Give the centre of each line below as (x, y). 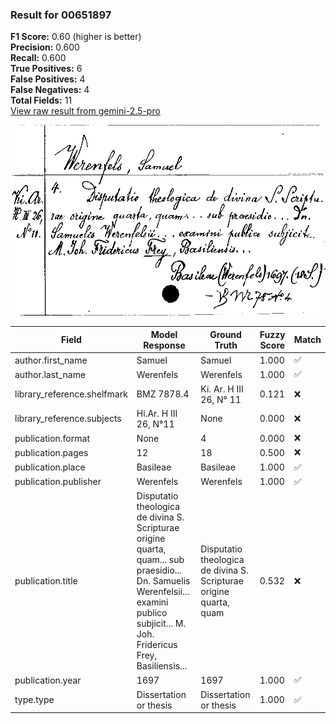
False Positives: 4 (48, 79)
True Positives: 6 (46, 69)
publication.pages (51, 452)
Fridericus (157, 645)
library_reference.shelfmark (71, 394)
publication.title (46, 581)
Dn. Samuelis (163, 581)
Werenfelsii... (163, 592)
